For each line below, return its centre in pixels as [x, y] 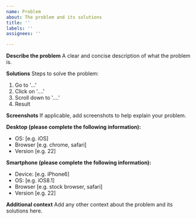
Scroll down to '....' [37, 98]
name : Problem [24, 12]
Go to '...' [26, 85]
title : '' [18, 23]
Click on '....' [30, 91]
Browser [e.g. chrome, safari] [51, 145]
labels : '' [20, 28]
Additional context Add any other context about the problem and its [90, 205]
